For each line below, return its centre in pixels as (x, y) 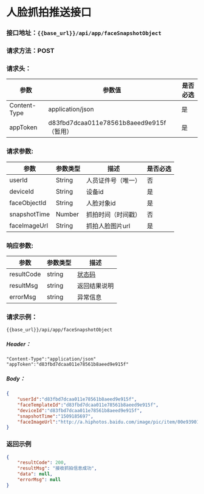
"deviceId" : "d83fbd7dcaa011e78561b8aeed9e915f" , (80, 410)
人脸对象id (101, 203)
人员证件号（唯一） (114, 180)
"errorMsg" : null (39, 480)
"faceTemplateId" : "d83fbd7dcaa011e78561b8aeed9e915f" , (88, 405)
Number (67, 214)
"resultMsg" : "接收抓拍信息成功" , (57, 469)
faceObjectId (28, 203)
